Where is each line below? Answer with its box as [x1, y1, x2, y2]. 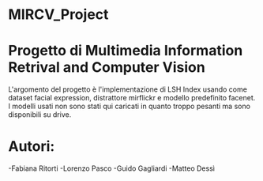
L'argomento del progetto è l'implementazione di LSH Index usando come [8, 85, 247, 94]
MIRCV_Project [8, 6, 109, 24]
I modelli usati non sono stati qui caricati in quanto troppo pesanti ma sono [8, 101, 251, 111]
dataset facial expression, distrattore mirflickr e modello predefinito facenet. [8, 93, 256, 103]
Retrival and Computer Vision [8, 58, 205, 77]
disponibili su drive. [8, 110, 72, 119]
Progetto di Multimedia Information [8, 42, 243, 60]
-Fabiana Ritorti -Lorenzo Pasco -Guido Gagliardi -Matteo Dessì [8, 164, 216, 173]
